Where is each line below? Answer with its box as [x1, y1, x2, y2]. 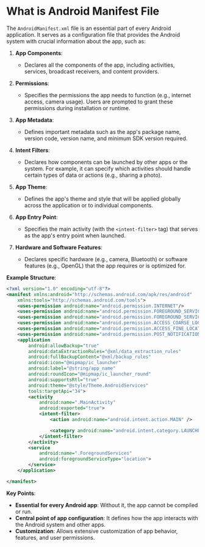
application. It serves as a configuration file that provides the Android [6, 31, 180, 38]
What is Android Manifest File [6, 4, 160, 18]
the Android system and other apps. [15, 521, 106, 528]
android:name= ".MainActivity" [38, 400, 116, 406]
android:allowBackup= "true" [28, 343, 99, 349]
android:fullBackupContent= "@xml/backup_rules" [28, 354, 151, 360]
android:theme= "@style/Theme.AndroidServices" [28, 382, 149, 389]
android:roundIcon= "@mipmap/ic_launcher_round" [28, 371, 151, 378]
